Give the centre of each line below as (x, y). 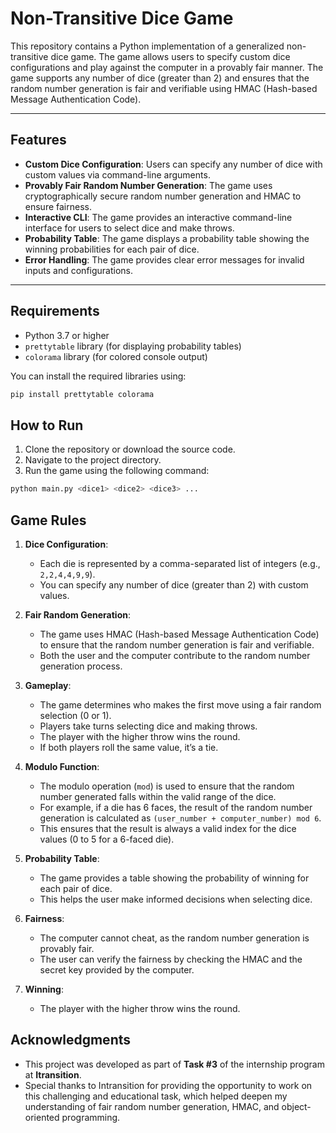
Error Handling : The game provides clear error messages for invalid (164, 259)
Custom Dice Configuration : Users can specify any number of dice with (173, 164)
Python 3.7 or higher (67, 335)
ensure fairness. (58, 206)
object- (296, 1106)
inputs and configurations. (79, 270)
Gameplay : (48, 685)
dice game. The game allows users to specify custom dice (170, 56)
